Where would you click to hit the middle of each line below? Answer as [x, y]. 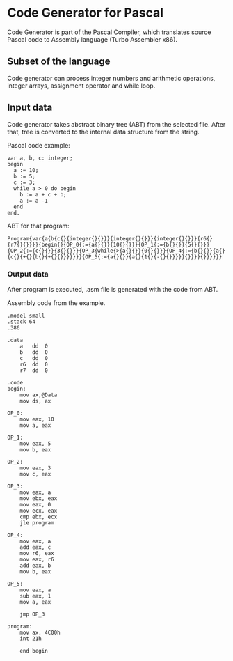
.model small [26, 316]
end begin [34, 651]
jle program [37, 523]
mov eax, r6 [37, 559]
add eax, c [35, 547]
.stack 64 [22, 322]
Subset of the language [59, 62]
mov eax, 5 [35, 444]
